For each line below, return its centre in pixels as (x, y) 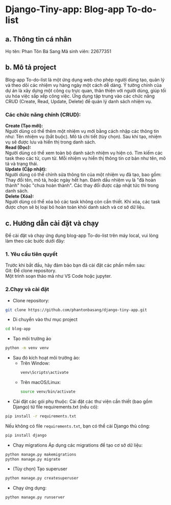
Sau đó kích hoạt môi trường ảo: (46, 358)
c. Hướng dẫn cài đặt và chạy (52, 223)
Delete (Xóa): (20, 196)
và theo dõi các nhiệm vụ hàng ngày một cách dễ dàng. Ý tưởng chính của (83, 85)
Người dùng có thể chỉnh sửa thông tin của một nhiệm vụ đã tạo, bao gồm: (83, 175)
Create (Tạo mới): (24, 126)
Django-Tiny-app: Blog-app (65, 9)
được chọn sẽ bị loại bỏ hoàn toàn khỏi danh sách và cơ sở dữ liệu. (76, 207)
